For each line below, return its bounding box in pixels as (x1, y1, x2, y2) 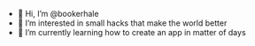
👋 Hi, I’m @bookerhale (17, 9, 99, 19)
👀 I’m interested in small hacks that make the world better (17, 18, 228, 28)
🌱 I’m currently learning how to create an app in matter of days (17, 27, 246, 37)
